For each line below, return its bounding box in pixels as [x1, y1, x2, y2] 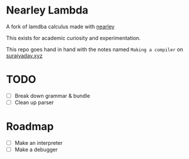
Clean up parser [14, 98, 54, 106]
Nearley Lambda [6, 4, 88, 17]
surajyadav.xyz [6, 52, 43, 59]
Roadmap [6, 120, 54, 133]
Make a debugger [14, 146, 58, 153]
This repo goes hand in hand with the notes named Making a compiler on [6, 45, 184, 53]
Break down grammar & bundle [14, 92, 90, 99]
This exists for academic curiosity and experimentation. [6, 34, 141, 41]
